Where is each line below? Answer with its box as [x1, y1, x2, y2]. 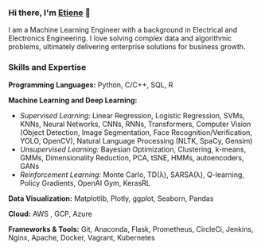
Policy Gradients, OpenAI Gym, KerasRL [19, 178, 151, 187]
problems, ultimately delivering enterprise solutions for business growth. [8, 42, 246, 52]
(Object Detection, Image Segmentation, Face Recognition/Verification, [19, 127, 253, 137]
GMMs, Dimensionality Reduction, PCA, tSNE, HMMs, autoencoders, [19, 152, 244, 162]
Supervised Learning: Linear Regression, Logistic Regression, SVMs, [19, 110, 245, 120]
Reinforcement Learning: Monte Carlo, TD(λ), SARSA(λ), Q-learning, [19, 170, 245, 179]
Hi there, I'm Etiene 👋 [8, 7, 91, 18]
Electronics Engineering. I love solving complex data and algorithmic [8, 33, 232, 43]
